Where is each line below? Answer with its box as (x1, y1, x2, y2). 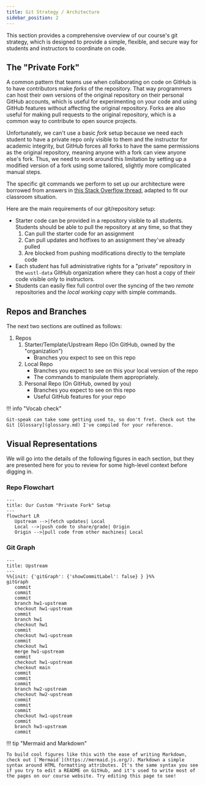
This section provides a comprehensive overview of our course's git (6, 31, 178, 39)
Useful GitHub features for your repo (33, 393, 127, 400)
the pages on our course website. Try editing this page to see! (6, 773, 176, 779)
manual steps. (6, 168, 42, 176)
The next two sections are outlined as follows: (6, 323, 122, 330)
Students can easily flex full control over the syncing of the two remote (15, 282, 194, 290)
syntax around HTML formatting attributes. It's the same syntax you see (6, 762, 199, 768)
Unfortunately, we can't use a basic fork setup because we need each (6, 129, 184, 137)
